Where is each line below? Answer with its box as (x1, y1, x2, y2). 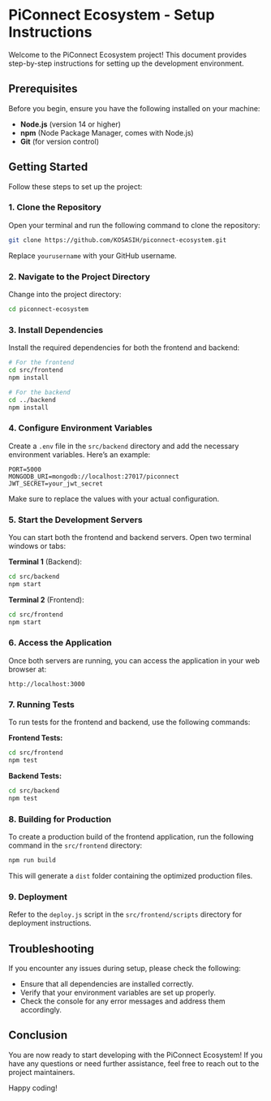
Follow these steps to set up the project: (8, 181, 143, 192)
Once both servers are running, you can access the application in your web (8, 655, 260, 665)
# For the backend (8, 388, 71, 396)
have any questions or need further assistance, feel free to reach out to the (8, 1058, 260, 1069)
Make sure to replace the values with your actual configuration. (8, 494, 220, 503)
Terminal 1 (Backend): (8, 557, 83, 567)
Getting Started (8, 160, 88, 174)
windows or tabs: (8, 542, 67, 551)
